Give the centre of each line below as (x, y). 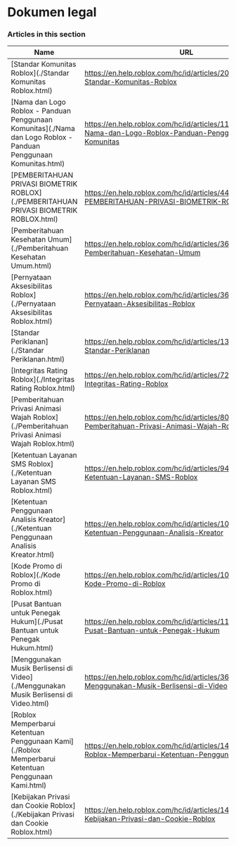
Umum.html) (31, 266)
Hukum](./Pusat (37, 622)
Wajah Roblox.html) (43, 444)
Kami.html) (29, 785)
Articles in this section (46, 35)
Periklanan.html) (38, 359)
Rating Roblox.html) (43, 388)
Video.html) (30, 704)
